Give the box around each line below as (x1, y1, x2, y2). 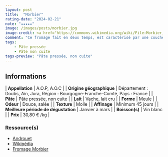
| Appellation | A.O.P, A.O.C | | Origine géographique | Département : (5, 85, 148, 91)
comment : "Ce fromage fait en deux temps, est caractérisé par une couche (5, 35, 164, 40)
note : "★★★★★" (5, 21, 35, 26)
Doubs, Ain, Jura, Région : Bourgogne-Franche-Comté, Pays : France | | (5, 91, 153, 97)
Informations (5, 72, 46, 80)
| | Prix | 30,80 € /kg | (5, 112, 50, 118)
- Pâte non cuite (14, 49, 50, 54)
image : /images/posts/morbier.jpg (5, 26, 77, 31)
